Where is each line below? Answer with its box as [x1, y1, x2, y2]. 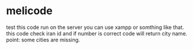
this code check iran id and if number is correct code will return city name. [6, 30, 188, 37]
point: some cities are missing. [6, 36, 80, 43]
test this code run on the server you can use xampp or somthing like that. [6, 24, 184, 31]
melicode [6, 4, 53, 18]
